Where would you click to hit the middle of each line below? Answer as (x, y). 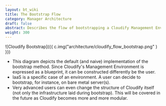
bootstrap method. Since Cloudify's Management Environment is (78, 67)
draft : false (19, 23)
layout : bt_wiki (22, 10)
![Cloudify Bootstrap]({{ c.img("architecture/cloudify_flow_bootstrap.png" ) (81, 47)
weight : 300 (17, 33)
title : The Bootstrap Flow (33, 14)
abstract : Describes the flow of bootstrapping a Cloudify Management (79, 28)
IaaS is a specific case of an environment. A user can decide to (76, 77)
